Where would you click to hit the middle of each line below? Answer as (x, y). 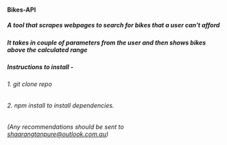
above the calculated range (47, 50)
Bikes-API (22, 10)
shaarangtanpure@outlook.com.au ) (58, 134)
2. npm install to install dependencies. (61, 105)
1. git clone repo (30, 84)
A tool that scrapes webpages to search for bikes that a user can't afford (113, 25)
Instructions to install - (40, 67)
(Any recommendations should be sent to (66, 127)
